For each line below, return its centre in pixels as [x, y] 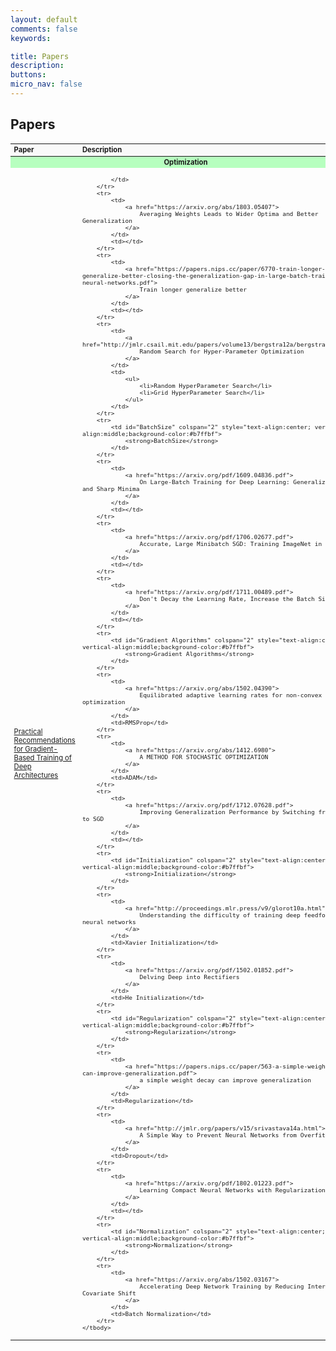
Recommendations [44, 741]
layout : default [44, 19]
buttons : [28, 75]
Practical [28, 732]
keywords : [31, 38]
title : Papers [40, 56]
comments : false [44, 29]
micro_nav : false [46, 84]
